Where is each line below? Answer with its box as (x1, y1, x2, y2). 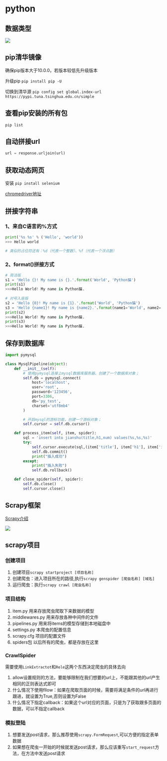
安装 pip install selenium (5, 180, 60, 186)
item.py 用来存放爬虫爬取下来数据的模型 (12, 608, 94, 614)
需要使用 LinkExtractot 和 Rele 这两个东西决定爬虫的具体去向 (5, 664, 126, 670)
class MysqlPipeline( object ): (5, 361, 68, 366)
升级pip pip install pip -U (5, 78, 62, 84)
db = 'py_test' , (31, 398, 61, 404)
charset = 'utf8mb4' (31, 403, 70, 408)
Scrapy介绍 (5, 515, 29, 521)
